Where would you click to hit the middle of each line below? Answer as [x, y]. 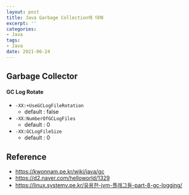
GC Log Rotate [25, 91]
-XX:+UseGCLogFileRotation [49, 106]
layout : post [23, 12]
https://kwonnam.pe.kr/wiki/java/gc [60, 172]
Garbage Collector [42, 76]
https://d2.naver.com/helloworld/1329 [62, 178]
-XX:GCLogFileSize [38, 132]
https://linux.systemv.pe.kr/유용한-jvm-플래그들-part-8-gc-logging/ [99, 185]
